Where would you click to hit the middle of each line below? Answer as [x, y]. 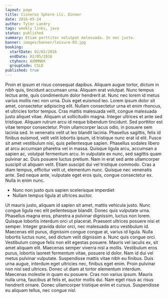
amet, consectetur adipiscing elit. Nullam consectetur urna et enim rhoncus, [83, 106]
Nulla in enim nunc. [25, 180]
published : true [22, 71]
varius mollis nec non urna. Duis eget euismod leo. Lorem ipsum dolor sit [80, 100]
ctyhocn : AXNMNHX [28, 61]
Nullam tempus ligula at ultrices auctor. [52, 195]
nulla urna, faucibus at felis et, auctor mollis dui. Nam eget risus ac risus [79, 279]
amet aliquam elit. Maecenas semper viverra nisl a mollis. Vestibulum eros [81, 248]
